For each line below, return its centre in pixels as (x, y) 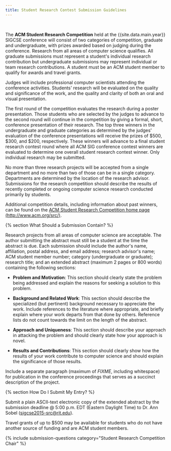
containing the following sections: (41, 267)
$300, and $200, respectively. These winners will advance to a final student (85, 141)
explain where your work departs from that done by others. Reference (86, 314)
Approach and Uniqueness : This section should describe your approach (89, 329)
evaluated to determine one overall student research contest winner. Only (82, 152)
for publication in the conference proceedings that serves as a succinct (80, 376)
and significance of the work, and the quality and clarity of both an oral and (84, 93)
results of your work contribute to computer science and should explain (88, 356)
